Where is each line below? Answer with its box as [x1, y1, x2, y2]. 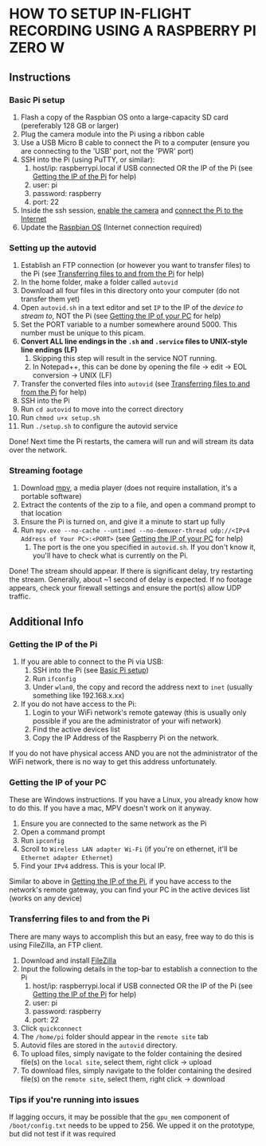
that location [20, 508, 62, 518]
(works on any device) [9, 893, 83, 903]
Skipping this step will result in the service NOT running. [32, 354, 217, 363]
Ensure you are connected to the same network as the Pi [20, 818, 207, 829]
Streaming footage [9, 465, 84, 477]
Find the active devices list [32, 724, 120, 734]
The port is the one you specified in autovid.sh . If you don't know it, [32, 543, 256, 552]
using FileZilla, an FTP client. [9, 940, 103, 949]
